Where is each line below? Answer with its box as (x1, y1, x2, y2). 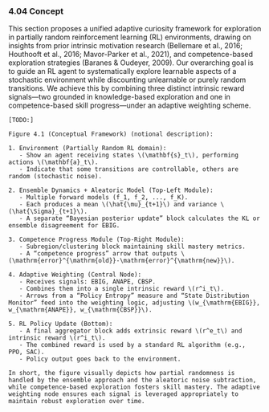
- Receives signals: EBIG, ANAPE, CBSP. (18, 278, 157, 286)
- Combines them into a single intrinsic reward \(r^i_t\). (18, 285, 225, 293)
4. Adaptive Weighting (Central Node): (8, 271, 142, 279)
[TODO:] (8, 116, 35, 124)
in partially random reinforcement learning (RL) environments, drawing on (8, 32, 251, 42)
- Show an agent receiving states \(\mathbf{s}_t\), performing (18, 151, 239, 160)
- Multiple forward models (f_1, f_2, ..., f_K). (18, 194, 189, 202)
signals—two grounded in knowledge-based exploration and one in (8, 92, 231, 102)
